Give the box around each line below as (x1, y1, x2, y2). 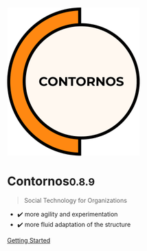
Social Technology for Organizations (23, 196, 127, 204)
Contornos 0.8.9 (7, 173, 95, 189)
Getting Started (7, 236, 51, 244)
